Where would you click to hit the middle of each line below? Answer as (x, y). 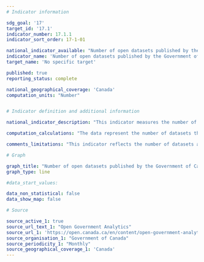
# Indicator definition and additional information (73, 112)
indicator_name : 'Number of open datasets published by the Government (99, 56)
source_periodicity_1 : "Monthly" (49, 244)
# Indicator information (38, 12)
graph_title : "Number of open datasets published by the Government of (99, 166)
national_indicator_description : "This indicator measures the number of (102, 123)
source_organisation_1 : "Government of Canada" (68, 238)
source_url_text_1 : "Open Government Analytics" (69, 227)
